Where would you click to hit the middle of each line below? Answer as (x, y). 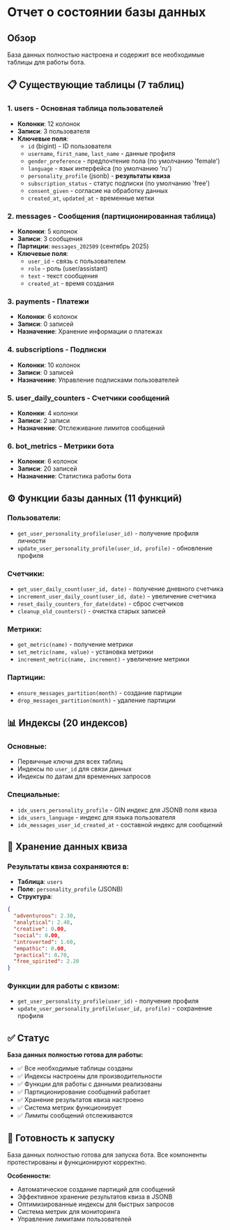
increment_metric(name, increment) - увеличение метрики (103, 659)
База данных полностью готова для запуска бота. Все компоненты (107, 1155)
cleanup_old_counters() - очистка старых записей (91, 611)
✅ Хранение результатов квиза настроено (80, 1100)
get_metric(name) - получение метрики (75, 645)
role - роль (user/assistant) (68, 268)
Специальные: (34, 794)
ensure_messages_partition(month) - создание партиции (100, 692)
